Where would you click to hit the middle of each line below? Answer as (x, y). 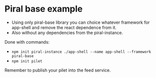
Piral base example (44, 9)
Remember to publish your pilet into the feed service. (58, 70)
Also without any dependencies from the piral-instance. (67, 32)
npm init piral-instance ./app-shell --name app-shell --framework (81, 52)
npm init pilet (27, 61)
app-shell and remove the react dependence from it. (64, 27)
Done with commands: (27, 42)
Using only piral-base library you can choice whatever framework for (81, 22)
